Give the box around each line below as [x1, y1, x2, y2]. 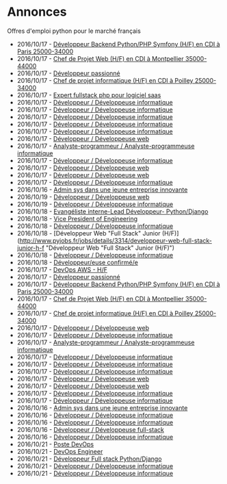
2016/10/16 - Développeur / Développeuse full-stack [16, 425, 165, 433]
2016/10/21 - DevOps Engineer [16, 447, 103, 455]
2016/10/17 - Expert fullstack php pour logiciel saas [16, 90, 161, 99]
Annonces [7, 4, 67, 20]
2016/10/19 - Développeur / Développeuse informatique [16, 200, 174, 208]
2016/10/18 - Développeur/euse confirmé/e [16, 258, 139, 266]
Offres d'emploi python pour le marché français [7, 27, 142, 35]
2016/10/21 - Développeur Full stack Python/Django [16, 455, 162, 463]
